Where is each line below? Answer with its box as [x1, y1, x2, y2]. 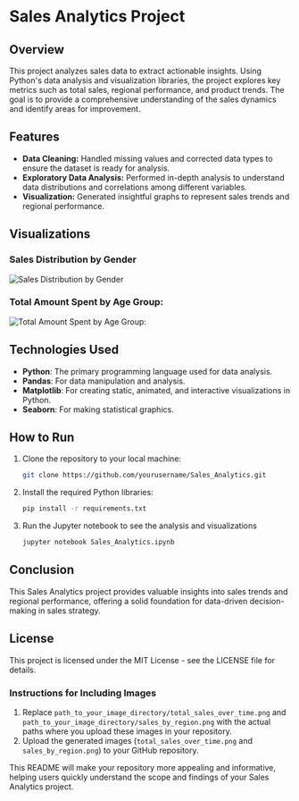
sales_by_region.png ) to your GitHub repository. [21, 745, 199, 755]
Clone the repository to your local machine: [21, 453, 181, 464]
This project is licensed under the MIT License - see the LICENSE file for [9, 654, 275, 665]
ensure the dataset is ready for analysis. [21, 163, 170, 173]
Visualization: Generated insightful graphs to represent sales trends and [21, 190, 290, 202]
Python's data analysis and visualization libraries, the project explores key [9, 75, 281, 86]
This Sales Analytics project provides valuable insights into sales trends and [9, 586, 288, 596]
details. [9, 664, 37, 675]
